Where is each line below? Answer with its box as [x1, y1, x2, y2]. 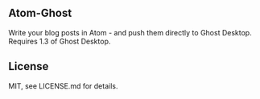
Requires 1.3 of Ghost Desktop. [8, 36, 111, 46]
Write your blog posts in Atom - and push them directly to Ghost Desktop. [8, 27, 252, 37]
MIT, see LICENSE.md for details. [8, 80, 118, 91]
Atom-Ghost [8, 6, 72, 20]
